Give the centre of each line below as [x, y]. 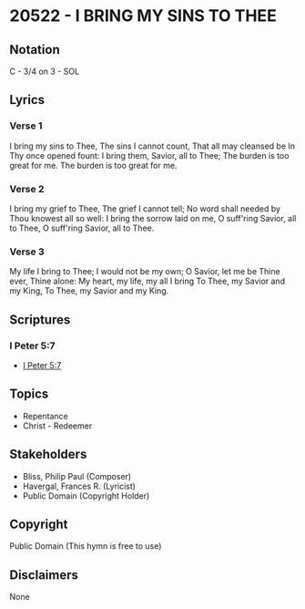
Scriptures [40, 320]
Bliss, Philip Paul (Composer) [77, 476]
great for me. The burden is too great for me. [93, 165]
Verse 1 [26, 126]
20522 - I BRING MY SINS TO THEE [143, 16]
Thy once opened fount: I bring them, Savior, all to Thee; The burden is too [149, 155]
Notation [35, 50]
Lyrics [27, 100]
